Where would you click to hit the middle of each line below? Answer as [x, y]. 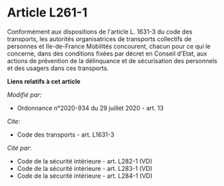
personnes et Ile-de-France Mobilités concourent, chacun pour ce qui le [109, 46]
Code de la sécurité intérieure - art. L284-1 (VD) [85, 176]
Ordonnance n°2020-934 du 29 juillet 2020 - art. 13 [90, 108]
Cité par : [20, 148]
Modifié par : [25, 95]
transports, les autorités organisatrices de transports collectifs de [99, 38]
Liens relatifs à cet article [44, 81]
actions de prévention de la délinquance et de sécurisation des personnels [112, 60]
